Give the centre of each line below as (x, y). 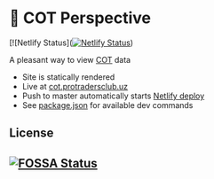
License (32, 133)
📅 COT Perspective (80, 18)
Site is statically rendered (68, 77)
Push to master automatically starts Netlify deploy (113, 96)
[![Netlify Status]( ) (71, 43)
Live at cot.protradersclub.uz (75, 86)
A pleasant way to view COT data (70, 59)
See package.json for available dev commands (107, 105)
